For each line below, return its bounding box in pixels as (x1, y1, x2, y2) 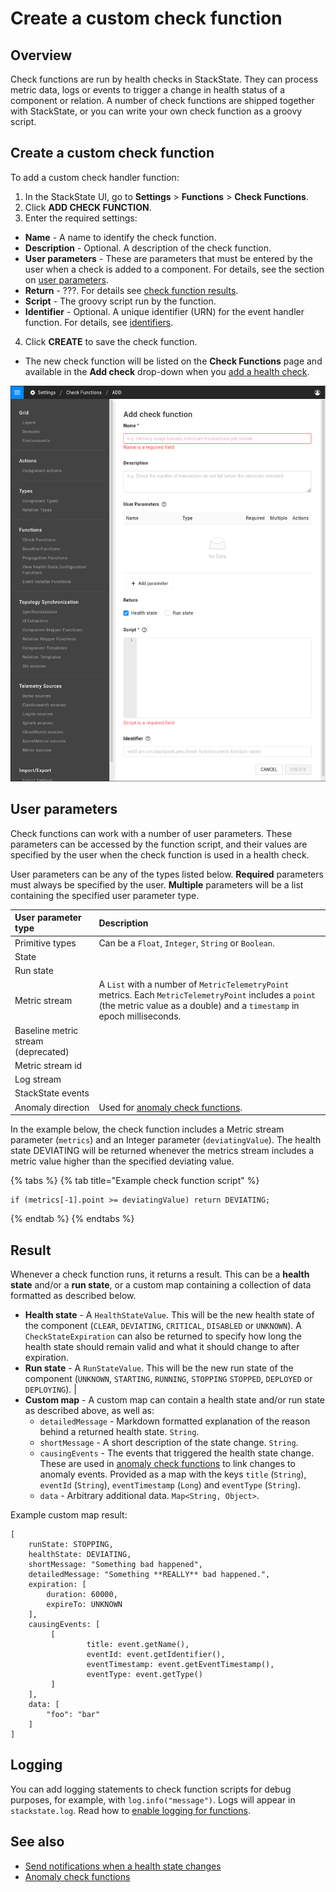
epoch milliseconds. (98, 1010, 182, 1022)
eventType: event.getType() (86, 1669, 203, 1679)
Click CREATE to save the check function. (24, 335, 198, 347)
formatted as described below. (10, 1289, 137, 1301)
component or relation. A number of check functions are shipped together (10, 95, 315, 106)
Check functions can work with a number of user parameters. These (10, 827, 293, 839)
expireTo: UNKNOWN (46, 1599, 123, 1609)
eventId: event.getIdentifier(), (86, 1649, 226, 1659)
